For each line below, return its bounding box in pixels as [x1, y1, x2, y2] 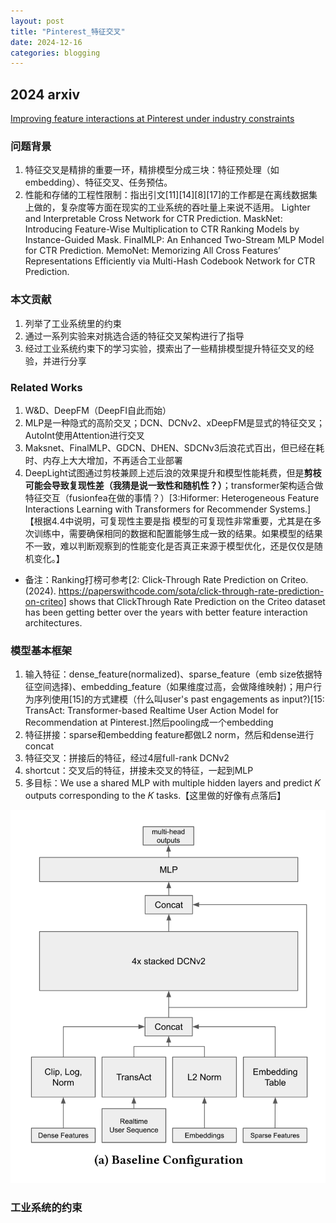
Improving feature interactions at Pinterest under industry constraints [10, 113, 295, 125]
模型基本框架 [10, 643, 73, 657]
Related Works [10, 380, 83, 394]
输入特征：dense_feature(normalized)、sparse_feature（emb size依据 [24, 668, 314, 680]
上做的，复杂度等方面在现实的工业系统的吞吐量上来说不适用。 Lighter [24, 201, 311, 214]
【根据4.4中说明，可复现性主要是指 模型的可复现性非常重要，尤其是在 [24, 515, 313, 527]
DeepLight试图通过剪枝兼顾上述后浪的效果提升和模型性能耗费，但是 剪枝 [24, 466, 322, 479]
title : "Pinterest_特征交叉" [10, 26, 126, 37]
